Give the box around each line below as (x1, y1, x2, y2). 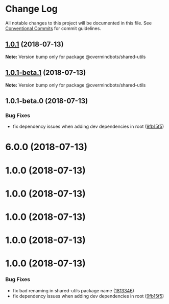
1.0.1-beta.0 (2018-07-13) (5, 96, 88, 105)
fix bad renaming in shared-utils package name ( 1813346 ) (12, 287, 134, 293)
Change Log (5, 3, 58, 15)
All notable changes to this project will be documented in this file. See (5, 20, 152, 26)
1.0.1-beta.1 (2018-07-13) (5, 68, 86, 77)
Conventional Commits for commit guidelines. (5, 25, 101, 31)
